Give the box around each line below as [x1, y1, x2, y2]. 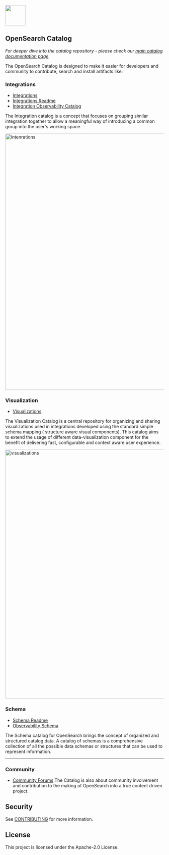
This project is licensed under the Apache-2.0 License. [5, 844, 119, 850]
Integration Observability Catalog [12, 103, 81, 109]
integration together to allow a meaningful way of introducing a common [5, 118, 155, 124]
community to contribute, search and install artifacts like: [5, 68, 123, 74]
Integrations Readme [12, 98, 56, 104]
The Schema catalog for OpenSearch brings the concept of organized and [5, 732, 159, 738]
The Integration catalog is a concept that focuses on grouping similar [5, 113, 148, 119]
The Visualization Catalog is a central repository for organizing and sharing [5, 418, 160, 424]
